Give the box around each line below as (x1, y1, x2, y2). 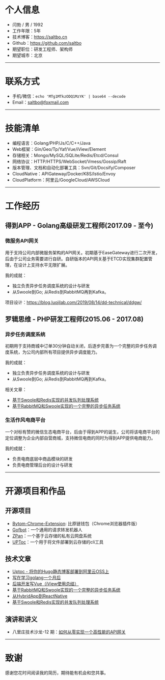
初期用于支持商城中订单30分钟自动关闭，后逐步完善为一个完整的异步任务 (5, 343, 153, 349)
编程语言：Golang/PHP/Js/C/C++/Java (12, 140, 91, 146)
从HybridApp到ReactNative (12, 593, 68, 599)
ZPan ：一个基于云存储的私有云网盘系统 (12, 533, 92, 539)
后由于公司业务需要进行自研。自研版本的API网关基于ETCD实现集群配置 (5, 256, 148, 262)
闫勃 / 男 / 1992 (12, 22, 43, 27)
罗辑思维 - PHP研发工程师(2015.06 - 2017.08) (5, 315, 144, 324)
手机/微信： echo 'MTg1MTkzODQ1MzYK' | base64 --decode (12, 93, 126, 99)
